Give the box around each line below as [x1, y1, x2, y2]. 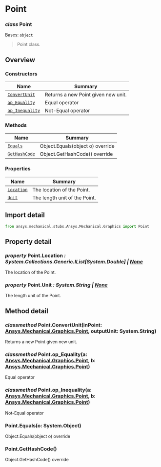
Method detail [5, 307, 49, 315]
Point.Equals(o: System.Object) [5, 422, 81, 429]
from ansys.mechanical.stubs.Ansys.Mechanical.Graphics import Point [5, 224, 150, 229]
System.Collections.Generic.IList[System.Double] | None [5, 258, 143, 265]
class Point [5, 21, 32, 28]
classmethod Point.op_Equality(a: [5, 351, 88, 358]
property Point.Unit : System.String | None [5, 281, 108, 288]
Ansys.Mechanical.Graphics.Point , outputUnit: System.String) [5, 327, 157, 334]
